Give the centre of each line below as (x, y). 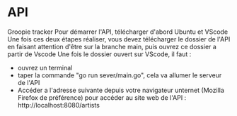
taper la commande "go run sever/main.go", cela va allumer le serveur (120, 75)
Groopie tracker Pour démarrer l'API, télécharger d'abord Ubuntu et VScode (118, 32)
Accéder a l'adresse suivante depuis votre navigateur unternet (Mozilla (121, 90)
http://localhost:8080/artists (59, 105)
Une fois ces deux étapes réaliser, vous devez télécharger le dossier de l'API (119, 39)
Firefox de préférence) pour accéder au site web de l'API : (102, 97)
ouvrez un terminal (45, 67)
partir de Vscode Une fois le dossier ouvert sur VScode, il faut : (99, 54)
